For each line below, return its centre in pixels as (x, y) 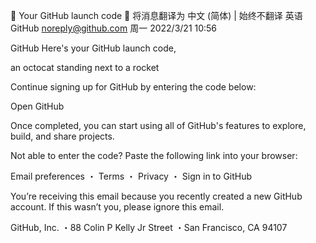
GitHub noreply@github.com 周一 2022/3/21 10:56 (114, 28)
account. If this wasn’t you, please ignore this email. (117, 207)
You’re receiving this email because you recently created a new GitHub (156, 196)
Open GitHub (37, 106)
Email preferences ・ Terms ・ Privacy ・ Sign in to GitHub (131, 176)
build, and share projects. (62, 136)
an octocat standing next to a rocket (85, 67)
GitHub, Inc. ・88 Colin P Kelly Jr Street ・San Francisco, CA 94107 (149, 227)
